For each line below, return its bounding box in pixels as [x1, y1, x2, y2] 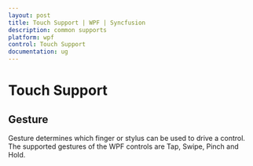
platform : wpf [8, 33, 55, 41]
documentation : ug [8, 48, 68, 56]
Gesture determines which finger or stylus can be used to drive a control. [8, 134, 246, 143]
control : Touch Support [8, 41, 86, 49]
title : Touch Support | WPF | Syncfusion [8, 19, 146, 27]
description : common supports [8, 26, 108, 34]
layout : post [8, 11, 51, 20]
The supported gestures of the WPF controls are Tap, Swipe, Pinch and [8, 142, 240, 151]
